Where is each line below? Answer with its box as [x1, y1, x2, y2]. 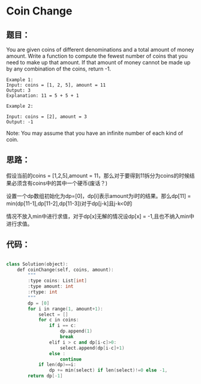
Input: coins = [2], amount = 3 [6, 114, 87, 120]
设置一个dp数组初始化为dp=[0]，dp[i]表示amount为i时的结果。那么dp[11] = [6, 192, 191, 199]
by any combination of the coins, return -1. [6, 65, 111, 72]
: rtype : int [28, 289, 58, 295]
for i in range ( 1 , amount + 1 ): [28, 306, 103, 312]
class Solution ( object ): [6, 261, 68, 267]
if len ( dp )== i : [38, 362, 77, 368]
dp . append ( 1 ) [59, 328, 93, 335]
